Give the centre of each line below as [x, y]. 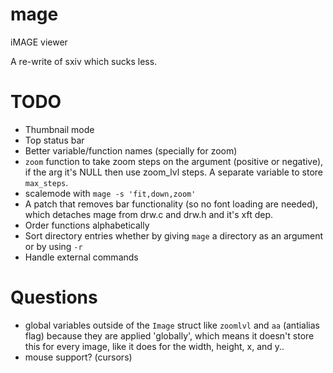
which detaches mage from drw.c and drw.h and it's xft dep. [149, 214]
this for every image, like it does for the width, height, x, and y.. [154, 346]
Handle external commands [81, 257]
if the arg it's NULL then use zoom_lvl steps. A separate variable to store [173, 172]
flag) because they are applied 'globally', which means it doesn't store [169, 335]
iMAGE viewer [39, 42]
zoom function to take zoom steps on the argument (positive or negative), [174, 161]
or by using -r [53, 246]
